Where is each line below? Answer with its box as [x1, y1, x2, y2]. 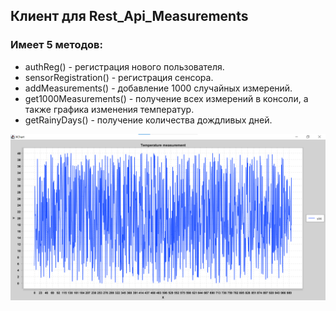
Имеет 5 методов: [10, 38, 103, 52]
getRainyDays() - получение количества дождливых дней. [24, 114, 273, 126]
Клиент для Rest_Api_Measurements [10, 8, 249, 25]
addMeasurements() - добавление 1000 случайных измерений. [24, 82, 293, 94]
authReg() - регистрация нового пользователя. [24, 60, 225, 73]
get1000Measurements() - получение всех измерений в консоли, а [24, 92, 309, 104]
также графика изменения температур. [24, 103, 195, 115]
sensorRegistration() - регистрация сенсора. [24, 71, 214, 83]
